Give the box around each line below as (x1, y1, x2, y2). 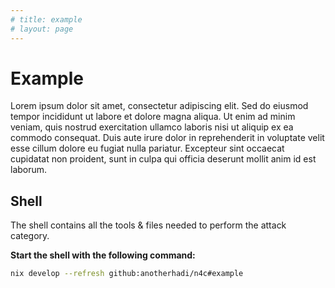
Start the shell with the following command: (10, 249, 196, 261)
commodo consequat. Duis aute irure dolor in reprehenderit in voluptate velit (10, 132, 325, 144)
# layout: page (10, 24, 74, 34)
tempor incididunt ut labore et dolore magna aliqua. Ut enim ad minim (10, 111, 296, 123)
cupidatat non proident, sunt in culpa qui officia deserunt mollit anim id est (10, 153, 317, 165)
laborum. (10, 164, 48, 176)
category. (10, 230, 50, 242)
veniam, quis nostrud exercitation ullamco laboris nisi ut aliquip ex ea (10, 121, 294, 133)
